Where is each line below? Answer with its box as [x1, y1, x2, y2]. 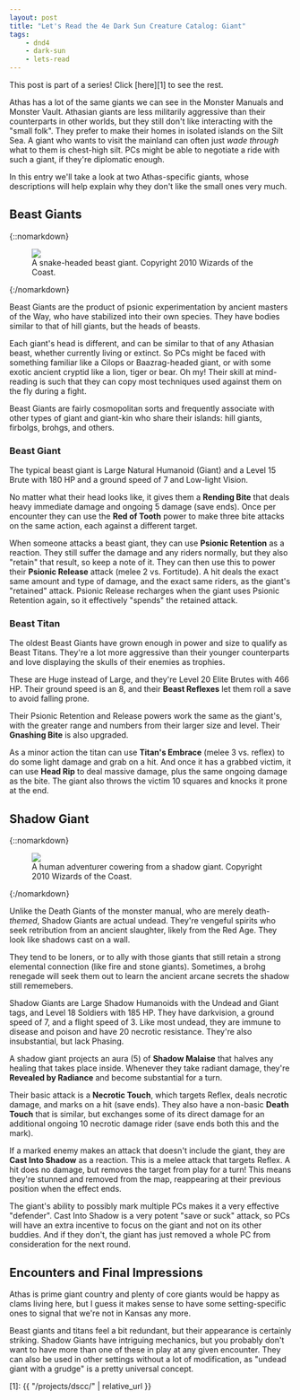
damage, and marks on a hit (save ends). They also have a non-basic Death [9, 1099, 289, 1110]
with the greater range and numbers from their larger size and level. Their [9, 720, 280, 731]
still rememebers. [9, 980, 73, 992]
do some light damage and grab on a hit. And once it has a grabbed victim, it [9, 757, 292, 767]
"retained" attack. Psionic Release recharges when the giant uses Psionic [9, 585, 280, 597]
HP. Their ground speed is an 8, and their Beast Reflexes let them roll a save [9, 684, 292, 695]
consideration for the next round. [9, 1239, 132, 1250]
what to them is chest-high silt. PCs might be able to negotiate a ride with [9, 144, 280, 155]
